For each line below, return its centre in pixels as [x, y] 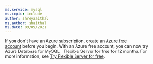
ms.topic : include [23, 14]
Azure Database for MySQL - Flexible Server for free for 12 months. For [76, 51]
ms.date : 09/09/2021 [26, 27]
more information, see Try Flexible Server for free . [55, 56]
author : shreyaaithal [27, 18]
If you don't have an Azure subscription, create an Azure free [66, 41]
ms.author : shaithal [26, 23]
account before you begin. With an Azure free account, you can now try [77, 46]
